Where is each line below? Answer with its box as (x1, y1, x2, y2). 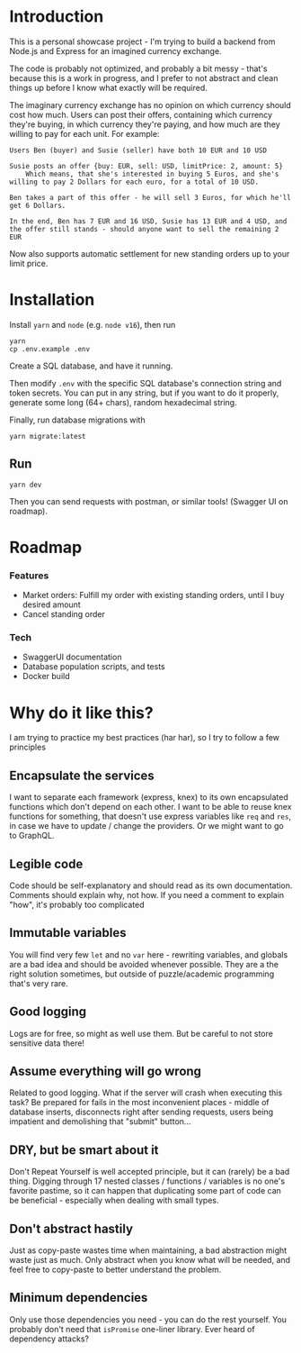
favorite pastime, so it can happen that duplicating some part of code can (9, 1185, 281, 1196)
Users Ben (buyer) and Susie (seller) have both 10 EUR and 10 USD (9, 146, 268, 155)
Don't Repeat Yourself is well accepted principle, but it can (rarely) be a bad (9, 1167, 290, 1177)
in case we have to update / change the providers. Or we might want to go (9, 821, 285, 831)
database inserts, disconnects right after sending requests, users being (9, 1106, 274, 1118)
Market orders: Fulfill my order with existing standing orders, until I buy (22, 590, 285, 601)
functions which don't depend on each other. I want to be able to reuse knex (9, 802, 292, 813)
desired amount (22, 599, 81, 610)
